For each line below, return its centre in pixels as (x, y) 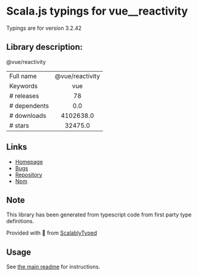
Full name (23, 76)
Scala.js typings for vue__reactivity (97, 11)
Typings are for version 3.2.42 (44, 28)
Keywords (24, 86)
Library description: (45, 47)
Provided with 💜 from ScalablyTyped (52, 233)
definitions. (20, 221)
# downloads (28, 116)
